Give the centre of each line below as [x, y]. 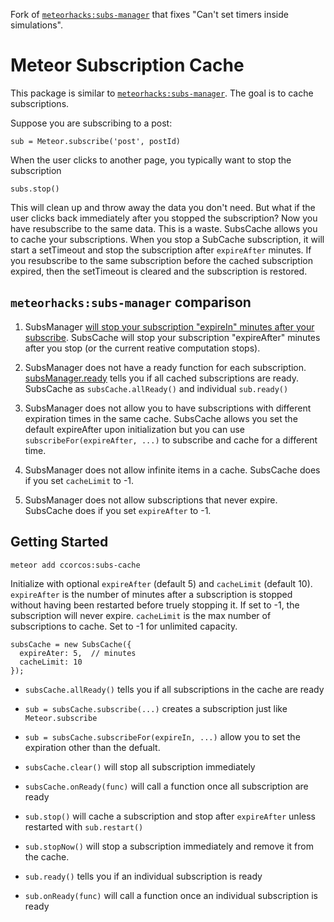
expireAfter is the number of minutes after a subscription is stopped [151, 594]
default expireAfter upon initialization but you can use [134, 429]
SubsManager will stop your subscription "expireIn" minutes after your [169, 326]
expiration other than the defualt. [92, 747]
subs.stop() [35, 189]
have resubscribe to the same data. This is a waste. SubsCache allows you [164, 228]
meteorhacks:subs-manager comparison [131, 302]
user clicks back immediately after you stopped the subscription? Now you [164, 218]
